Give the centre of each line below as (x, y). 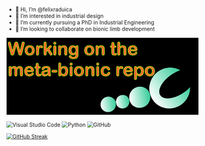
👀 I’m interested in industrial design (59, 16)
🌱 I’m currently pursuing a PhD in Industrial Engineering (85, 22)
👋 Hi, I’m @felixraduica (44, 9)
